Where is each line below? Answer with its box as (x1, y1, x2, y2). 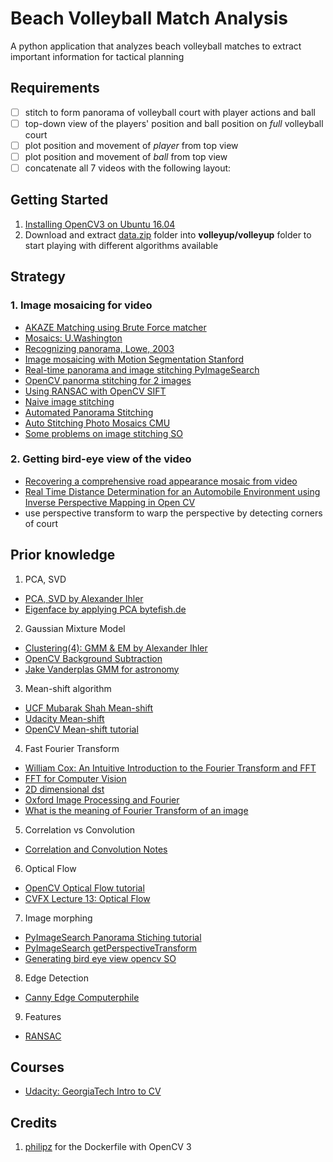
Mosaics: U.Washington (24, 332, 123, 344)
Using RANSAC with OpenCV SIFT (24, 385, 167, 397)
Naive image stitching (24, 395, 115, 407)
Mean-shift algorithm (24, 682, 112, 694)
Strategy (10, 268, 66, 286)
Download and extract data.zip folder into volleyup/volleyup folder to (24, 228, 312, 241)
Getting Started (10, 192, 109, 209)
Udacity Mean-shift (24, 712, 105, 724)
